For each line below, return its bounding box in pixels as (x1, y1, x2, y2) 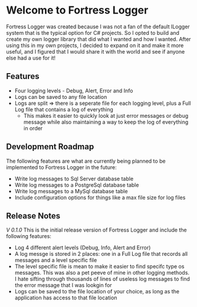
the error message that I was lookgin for (14, 282, 112, 289)
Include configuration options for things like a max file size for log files (14, 194, 186, 201)
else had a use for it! (6, 54, 56, 61)
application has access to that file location (14, 294, 117, 301)
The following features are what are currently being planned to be (6, 157, 166, 164)
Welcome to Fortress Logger (6, 4, 149, 17)
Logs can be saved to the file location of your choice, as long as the (14, 288, 180, 295)
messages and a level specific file (14, 257, 97, 264)
